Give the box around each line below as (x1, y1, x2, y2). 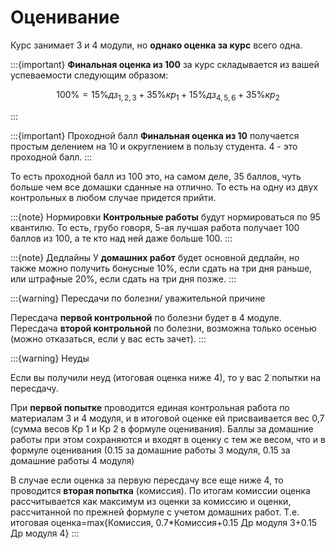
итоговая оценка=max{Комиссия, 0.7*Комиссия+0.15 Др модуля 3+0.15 (10, 516, 318, 528)
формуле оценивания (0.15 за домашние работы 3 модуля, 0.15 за (10, 444, 291, 456)
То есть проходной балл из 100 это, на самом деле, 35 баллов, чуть (10, 170, 302, 182)
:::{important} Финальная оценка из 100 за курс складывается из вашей (10, 58, 320, 70)
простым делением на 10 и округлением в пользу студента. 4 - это (10, 140, 298, 152)
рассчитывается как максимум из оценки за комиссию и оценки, (10, 495, 292, 507)
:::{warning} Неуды (10, 352, 90, 364)
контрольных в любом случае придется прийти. (10, 191, 217, 203)
